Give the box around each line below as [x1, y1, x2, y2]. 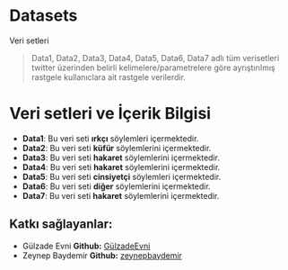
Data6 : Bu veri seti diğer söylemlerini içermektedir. [22, 181, 211, 192]
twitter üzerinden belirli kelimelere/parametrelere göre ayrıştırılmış [31, 62, 275, 73]
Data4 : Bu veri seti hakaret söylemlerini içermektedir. [22, 161, 221, 172]
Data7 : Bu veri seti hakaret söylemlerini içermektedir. [22, 190, 220, 201]
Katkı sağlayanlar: [9, 217, 113, 232]
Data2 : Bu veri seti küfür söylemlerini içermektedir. [22, 142, 212, 153]
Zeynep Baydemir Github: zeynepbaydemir [22, 249, 182, 261]
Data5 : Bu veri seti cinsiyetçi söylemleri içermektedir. [22, 171, 222, 182]
